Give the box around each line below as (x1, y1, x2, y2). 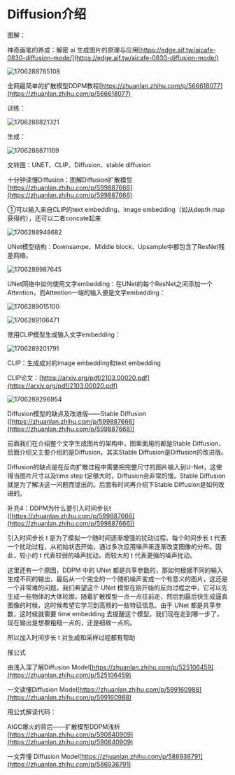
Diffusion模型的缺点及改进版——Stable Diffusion (7, 409, 147, 418)
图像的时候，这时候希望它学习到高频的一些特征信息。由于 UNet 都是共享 (7, 601, 215, 609)
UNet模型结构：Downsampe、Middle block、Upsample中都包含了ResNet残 (7, 242, 225, 250)
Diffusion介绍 (7, 6, 87, 22)
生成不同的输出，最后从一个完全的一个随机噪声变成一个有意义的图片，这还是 (7, 574, 228, 583)
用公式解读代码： (7, 707, 57, 716)
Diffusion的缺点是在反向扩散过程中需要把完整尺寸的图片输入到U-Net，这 (7, 462, 217, 471)
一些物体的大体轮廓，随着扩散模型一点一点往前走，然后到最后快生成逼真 (19, 592, 228, 600)
